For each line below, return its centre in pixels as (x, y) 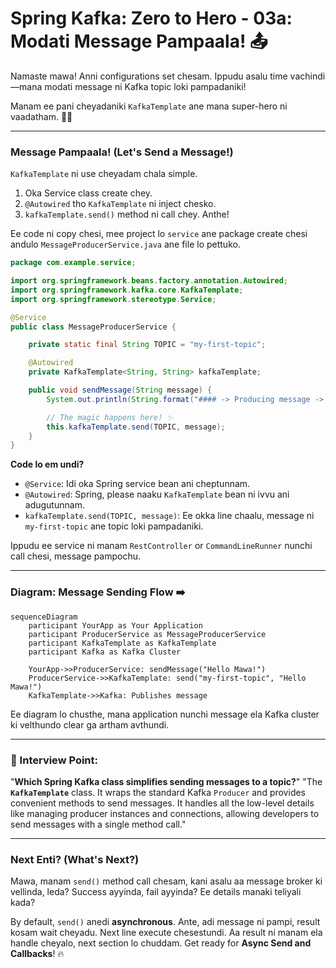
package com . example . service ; (73, 263)
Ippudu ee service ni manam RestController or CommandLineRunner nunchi (161, 546)
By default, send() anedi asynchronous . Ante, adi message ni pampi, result (165, 922)
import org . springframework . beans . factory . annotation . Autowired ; (149, 281)
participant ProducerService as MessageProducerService (147, 634)
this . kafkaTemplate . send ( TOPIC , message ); (136, 427)
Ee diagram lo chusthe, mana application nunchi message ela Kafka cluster (165, 714)
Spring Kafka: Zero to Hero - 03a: (151, 18)
